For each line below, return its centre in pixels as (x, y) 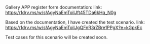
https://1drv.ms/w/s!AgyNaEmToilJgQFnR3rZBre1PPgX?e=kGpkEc (74, 27)
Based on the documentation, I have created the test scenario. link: (75, 22)
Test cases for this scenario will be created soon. (57, 37)
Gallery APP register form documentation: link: (54, 7)
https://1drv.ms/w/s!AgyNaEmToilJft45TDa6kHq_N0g (61, 12)
